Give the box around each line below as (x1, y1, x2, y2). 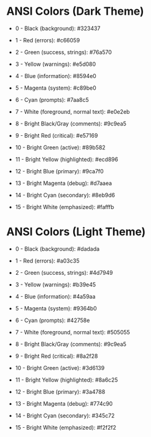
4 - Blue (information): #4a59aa (15, 293, 96, 300)
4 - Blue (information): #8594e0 (15, 72, 96, 79)
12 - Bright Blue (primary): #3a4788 (15, 388, 106, 395)
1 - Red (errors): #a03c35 (15, 257, 80, 264)
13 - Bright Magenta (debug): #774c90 (15, 400, 113, 407)
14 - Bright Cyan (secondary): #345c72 (15, 412, 115, 419)
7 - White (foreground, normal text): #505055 (15, 328, 130, 336)
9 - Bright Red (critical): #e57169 (15, 132, 98, 139)
